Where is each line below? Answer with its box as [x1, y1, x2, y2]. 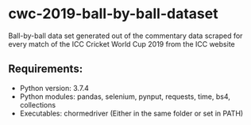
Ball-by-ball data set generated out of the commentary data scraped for [8, 31, 243, 40]
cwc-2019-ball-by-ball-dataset [8, 5, 218, 23]
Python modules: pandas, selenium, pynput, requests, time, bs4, [19, 92, 230, 101]
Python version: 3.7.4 [19, 83, 90, 93]
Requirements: [8, 62, 83, 76]
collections [19, 100, 56, 109]
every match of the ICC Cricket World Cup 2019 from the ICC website [8, 39, 236, 48]
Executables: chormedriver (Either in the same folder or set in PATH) [19, 108, 244, 118]
